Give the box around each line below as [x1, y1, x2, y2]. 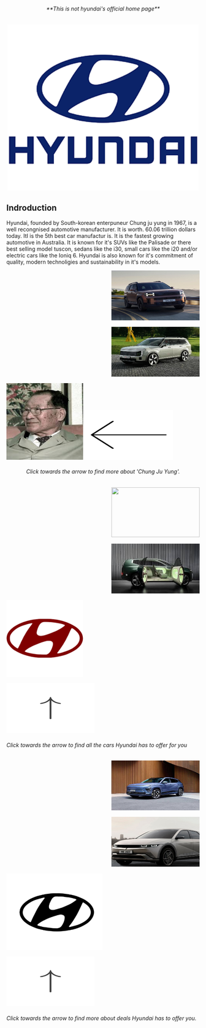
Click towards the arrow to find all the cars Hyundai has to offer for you [6, 741, 188, 748]
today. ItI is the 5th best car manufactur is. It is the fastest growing [6, 232, 174, 239]
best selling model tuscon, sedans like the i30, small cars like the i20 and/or [6, 245, 198, 253]
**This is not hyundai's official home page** [46, 5, 160, 12]
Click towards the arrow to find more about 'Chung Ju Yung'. [26, 468, 180, 475]
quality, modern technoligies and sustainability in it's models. [6, 258, 161, 265]
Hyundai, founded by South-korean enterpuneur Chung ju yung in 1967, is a [6, 219, 197, 226]
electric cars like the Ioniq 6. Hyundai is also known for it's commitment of [6, 251, 193, 259]
